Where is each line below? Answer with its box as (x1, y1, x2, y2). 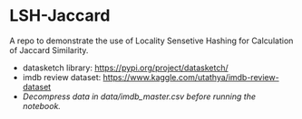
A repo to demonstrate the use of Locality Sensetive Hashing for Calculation (9, 35, 294, 46)
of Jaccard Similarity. (9, 44, 89, 55)
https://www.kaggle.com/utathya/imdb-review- (102, 71, 279, 82)
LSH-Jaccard (9, 5, 111, 26)
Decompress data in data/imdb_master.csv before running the (22, 91, 257, 102)
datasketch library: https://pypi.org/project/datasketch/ (22, 62, 229, 73)
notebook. (22, 100, 62, 111)
